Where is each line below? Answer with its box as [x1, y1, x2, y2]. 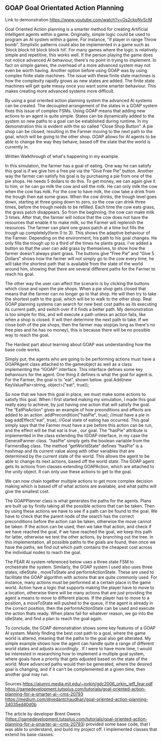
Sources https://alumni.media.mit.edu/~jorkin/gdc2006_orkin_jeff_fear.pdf [5, 681, 153, 687]
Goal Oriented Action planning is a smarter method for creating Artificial [5, 26, 148, 32]
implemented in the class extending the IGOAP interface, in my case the [5, 432, 148, 438]
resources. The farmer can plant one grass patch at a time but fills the [5, 224, 145, 230]
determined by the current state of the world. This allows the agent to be [5, 453, 150, 459]
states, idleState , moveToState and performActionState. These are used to [5, 569, 154, 575]
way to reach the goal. [5, 332, 50, 338]
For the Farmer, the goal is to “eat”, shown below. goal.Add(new [5, 376, 132, 383]
